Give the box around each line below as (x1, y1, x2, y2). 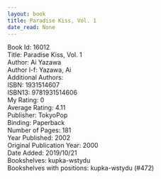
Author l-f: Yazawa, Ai (7, 65, 72, 75)
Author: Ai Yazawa (7, 58, 62, 67)
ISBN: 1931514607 (7, 81, 60, 89)
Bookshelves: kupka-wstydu (7, 156, 91, 165)
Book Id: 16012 (7, 43, 50, 52)
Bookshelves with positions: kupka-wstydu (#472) (7, 164, 155, 173)
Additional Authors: (7, 73, 64, 82)
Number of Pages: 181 (7, 126, 72, 135)
